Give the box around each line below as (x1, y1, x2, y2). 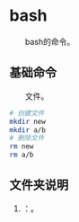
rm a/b (9, 150, 34, 160)
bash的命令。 (25, 36, 75, 47)
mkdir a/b (9, 125, 47, 135)
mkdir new (9, 117, 47, 126)
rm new (9, 142, 34, 151)
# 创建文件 (9, 109, 45, 118)
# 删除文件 (9, 134, 45, 143)
